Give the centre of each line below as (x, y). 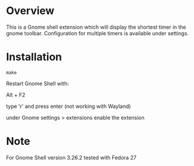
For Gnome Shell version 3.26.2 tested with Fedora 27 (71, 157)
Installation (34, 57)
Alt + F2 (16, 94)
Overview (30, 11)
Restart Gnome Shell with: (38, 83)
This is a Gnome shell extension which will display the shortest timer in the (96, 27)
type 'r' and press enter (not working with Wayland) (68, 106)
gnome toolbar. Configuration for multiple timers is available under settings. (98, 33)
